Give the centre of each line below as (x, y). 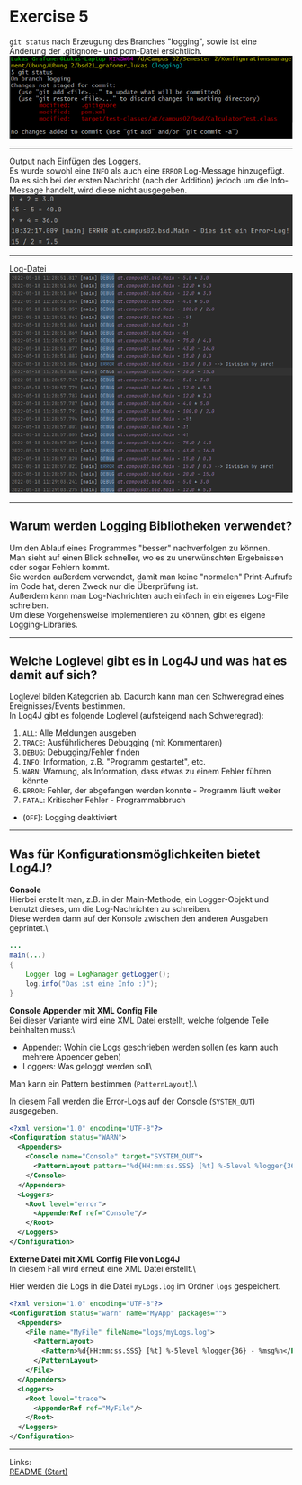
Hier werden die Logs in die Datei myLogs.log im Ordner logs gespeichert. (145, 1286)
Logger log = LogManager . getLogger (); (98, 974)
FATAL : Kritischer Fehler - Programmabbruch (104, 800)
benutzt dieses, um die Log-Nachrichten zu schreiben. (110, 909)
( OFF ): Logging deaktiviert (70, 818)
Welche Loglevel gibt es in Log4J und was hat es (148, 662)
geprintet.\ (29, 928)
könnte (35, 781)
